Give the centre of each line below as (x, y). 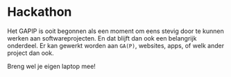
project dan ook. (31, 53)
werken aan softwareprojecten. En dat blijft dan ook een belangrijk (102, 38)
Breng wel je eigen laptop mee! (51, 66)
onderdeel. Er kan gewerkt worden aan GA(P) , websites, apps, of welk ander (115, 45)
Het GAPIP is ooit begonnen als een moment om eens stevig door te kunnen (115, 31)
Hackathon (40, 12)
